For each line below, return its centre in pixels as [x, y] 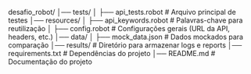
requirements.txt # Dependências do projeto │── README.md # [112, 53]
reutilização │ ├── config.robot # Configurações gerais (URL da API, [119, 28]
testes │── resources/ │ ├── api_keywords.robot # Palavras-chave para [125, 20]
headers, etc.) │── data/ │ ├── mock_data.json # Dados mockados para [126, 37]
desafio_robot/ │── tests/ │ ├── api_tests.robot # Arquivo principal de [122, 12]
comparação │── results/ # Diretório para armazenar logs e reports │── [125, 45]
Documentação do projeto [50, 62]
